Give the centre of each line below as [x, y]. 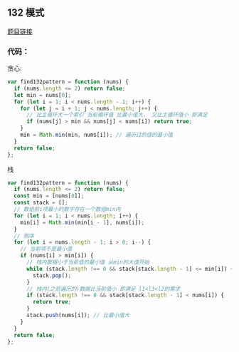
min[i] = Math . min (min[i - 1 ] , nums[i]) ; [82, 222]
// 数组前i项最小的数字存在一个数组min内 [67, 209]
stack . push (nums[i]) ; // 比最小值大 [78, 316]
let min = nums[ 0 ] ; [43, 95]
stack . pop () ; [52, 275]
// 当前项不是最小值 [46, 249]
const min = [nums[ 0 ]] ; [49, 196]
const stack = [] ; [41, 203]
